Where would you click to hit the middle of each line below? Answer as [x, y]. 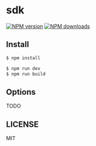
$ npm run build [26, 74]
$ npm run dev [23, 68]
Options [21, 92]
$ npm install [23, 58]
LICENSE [23, 124]
